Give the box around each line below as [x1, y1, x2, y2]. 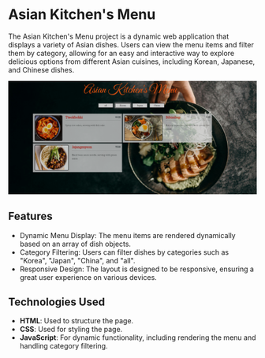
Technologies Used [8, 295, 105, 308]
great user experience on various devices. [19, 272, 158, 282]
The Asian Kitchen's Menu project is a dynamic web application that [8, 32, 230, 41]
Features [8, 210, 53, 223]
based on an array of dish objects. [19, 239, 132, 248]
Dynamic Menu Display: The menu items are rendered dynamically [19, 230, 236, 240]
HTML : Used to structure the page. [19, 316, 134, 326]
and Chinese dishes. [8, 65, 75, 74]
